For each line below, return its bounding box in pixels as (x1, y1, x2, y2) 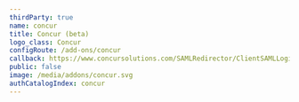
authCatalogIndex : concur (9, 79, 105, 88)
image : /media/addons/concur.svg (9, 71, 133, 80)
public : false (9, 63, 62, 72)
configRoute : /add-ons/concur (9, 46, 122, 55)
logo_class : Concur (9, 37, 82, 47)
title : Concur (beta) (9, 29, 90, 38)
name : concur (9, 21, 58, 30)
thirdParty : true (9, 12, 74, 22)
